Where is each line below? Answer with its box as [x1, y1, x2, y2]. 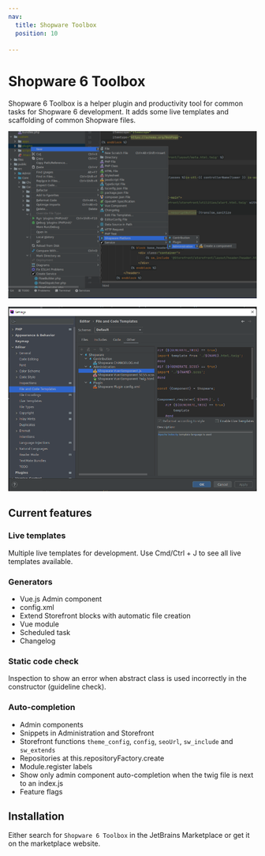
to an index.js [19, 778, 64, 788]
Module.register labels [19, 761, 93, 771]
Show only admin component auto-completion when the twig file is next [19, 770, 254, 779]
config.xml [19, 603, 54, 611]
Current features [8, 506, 92, 520]
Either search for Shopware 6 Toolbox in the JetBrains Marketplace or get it [8, 831, 250, 840]
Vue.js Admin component [19, 594, 103, 604]
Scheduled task [19, 628, 71, 637]
